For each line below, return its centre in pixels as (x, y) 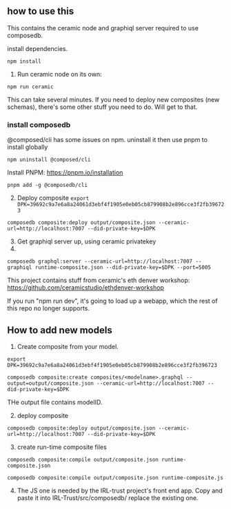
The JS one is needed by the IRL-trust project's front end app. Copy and (120, 490)
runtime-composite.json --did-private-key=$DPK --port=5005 (123, 268)
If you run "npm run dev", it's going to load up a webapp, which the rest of (113, 301)
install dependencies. (37, 48)
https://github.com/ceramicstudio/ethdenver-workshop (86, 288)
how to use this (41, 11)
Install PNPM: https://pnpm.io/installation (65, 172)
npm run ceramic (30, 87)
